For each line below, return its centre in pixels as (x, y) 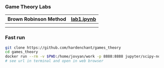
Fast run (15, 38)
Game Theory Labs (28, 7)
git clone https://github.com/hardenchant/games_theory (63, 48)
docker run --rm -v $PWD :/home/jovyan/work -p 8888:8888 (64, 56)
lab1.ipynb (83, 19)
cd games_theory (21, 52)
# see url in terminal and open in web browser (54, 61)
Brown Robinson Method (37, 19)
